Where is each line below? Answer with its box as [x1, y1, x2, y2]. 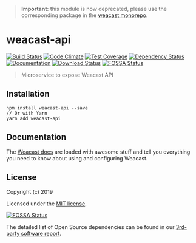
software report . [21, 230, 62, 238]
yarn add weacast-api [6, 115, 61, 122]
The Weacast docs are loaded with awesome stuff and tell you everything [6, 148, 191, 156]
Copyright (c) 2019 [6, 188, 53, 196]
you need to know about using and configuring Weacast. [6, 154, 148, 162]
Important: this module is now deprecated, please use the [21, 5, 167, 12]
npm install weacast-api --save [6, 104, 88, 111]
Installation [6, 89, 50, 99]
